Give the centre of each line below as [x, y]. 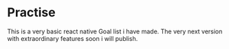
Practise [32, 13]
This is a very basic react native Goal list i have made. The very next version [115, 31]
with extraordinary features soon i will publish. [73, 38]
